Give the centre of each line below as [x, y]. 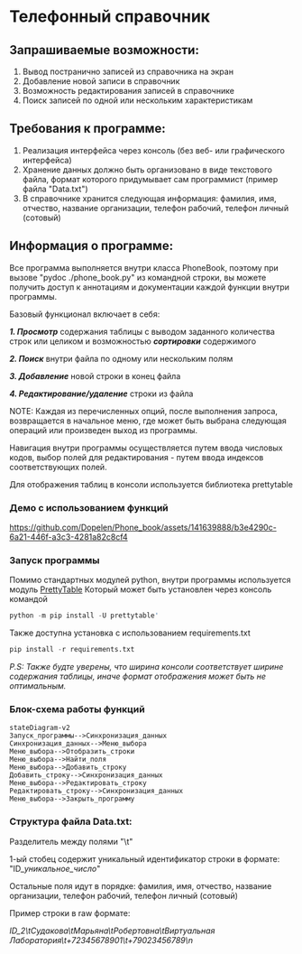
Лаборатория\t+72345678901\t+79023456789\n [101, 940]
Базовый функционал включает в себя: [85, 314]
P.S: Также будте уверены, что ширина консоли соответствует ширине [146, 666]
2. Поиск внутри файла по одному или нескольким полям [121, 358]
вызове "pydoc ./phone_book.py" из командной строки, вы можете [138, 277]
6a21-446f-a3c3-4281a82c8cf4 [69, 537]
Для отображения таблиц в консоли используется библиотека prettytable [151, 484]
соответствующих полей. [58, 467]
